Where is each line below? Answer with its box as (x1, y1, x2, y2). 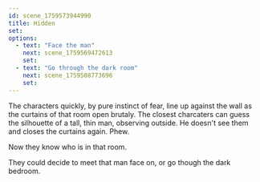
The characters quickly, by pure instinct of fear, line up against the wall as (8, 101, 253, 111)
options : (8, 34, 38, 42)
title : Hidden (8, 19, 56, 27)
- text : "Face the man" (15, 42, 95, 50)
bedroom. (8, 166, 41, 176)
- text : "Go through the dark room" (15, 64, 138, 72)
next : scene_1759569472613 (22, 49, 113, 57)
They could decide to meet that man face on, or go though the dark (8, 157, 231, 167)
